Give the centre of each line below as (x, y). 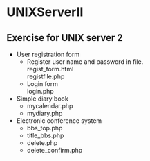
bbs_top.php (45, 128)
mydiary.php (45, 113)
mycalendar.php (50, 106)
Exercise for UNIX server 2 (65, 38)
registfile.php (46, 76)
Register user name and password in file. (85, 62)
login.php (40, 91)
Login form (43, 84)
